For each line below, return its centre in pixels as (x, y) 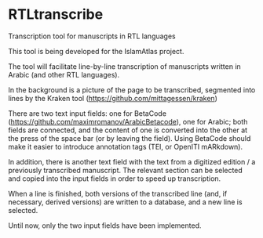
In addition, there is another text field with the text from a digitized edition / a (132, 161)
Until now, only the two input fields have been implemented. (105, 225)
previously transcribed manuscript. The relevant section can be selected (126, 170)
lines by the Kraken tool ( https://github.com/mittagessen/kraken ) (113, 98)
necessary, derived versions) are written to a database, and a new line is (125, 202)
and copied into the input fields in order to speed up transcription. (115, 178)
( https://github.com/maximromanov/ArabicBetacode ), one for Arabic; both (128, 121)
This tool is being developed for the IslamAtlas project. (96, 51)
